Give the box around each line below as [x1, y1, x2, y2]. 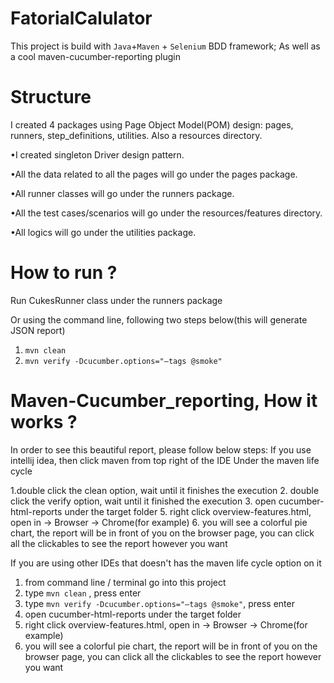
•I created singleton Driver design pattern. [10, 148, 185, 161]
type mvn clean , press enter [24, 587, 142, 599]
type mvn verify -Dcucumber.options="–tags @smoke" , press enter [24, 597, 295, 609]
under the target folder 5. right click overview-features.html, [64, 505, 312, 517]
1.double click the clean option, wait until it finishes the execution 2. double [10, 484, 320, 496]
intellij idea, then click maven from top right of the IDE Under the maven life [10, 454, 320, 466]
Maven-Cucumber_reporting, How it [10, 390, 318, 412]
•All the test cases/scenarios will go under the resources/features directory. [10, 207, 323, 219]
